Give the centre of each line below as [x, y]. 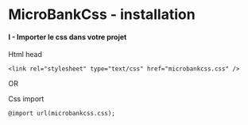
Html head [25, 55]
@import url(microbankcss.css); [62, 114]
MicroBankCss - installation [102, 15]
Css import [26, 99]
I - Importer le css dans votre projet [68, 36]
